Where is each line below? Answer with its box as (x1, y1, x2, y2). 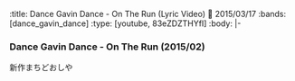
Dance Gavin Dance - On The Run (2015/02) (9, 40, 205, 53)
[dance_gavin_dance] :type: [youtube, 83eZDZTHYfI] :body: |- (9, 18, 242, 29)
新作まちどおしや (9, 62, 73, 73)
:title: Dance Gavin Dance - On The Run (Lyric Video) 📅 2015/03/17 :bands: (9, 9, 287, 19)
